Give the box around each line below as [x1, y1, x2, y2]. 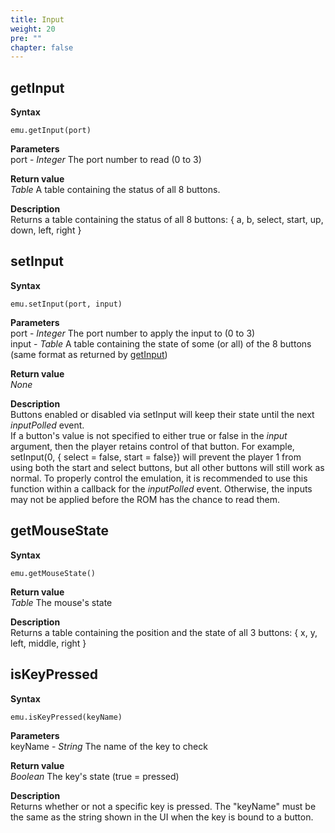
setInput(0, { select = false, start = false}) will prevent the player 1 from [10, 451, 302, 463]
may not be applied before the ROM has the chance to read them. [10, 493, 281, 505]
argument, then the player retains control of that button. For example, [10, 440, 295, 452]
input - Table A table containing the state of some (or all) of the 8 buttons [10, 337, 312, 350]
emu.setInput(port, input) [10, 299, 123, 309]
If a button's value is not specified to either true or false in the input [10, 429, 288, 441]
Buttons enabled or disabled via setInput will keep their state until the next [10, 408, 315, 420]
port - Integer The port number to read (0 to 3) [10, 154, 202, 166]
